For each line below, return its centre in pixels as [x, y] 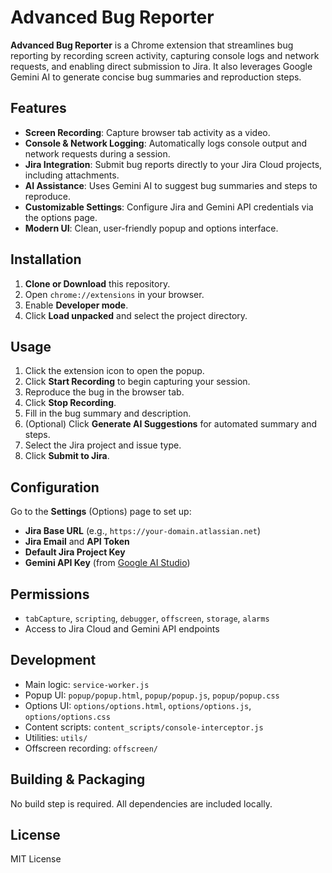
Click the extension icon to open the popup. [114, 371]
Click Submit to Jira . [67, 456]
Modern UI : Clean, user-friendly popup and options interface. [151, 228]
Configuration [55, 487]
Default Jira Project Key [75, 552]
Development [53, 660]
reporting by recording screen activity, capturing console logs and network [165, 55]
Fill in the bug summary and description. [108, 413]
